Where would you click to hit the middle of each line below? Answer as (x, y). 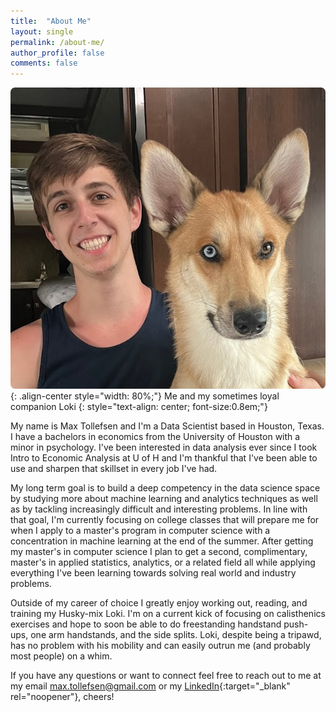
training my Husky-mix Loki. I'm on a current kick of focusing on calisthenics (168, 613)
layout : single (42, 31)
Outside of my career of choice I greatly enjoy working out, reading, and (159, 602)
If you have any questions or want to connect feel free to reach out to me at (166, 675)
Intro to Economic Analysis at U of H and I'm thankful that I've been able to (164, 457)
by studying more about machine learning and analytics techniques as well (164, 498)
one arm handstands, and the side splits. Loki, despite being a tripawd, (176, 634)
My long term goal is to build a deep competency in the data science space (165, 487)
